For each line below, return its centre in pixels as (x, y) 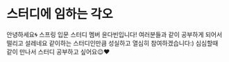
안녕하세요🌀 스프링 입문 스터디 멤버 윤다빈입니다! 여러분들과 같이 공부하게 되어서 (114, 34)
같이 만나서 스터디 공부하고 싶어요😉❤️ (58, 52)
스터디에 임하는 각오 (60, 14)
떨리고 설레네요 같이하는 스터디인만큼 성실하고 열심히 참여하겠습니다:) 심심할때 (112, 43)
